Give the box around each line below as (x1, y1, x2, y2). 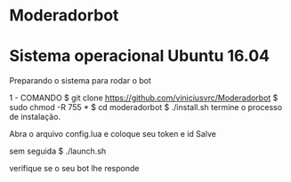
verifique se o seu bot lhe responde (9, 163, 140, 174)
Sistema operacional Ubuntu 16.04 (9, 46, 270, 67)
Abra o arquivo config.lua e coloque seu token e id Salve (9, 129, 216, 139)
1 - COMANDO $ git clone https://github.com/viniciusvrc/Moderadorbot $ (9, 92, 279, 103)
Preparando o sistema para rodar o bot (9, 75, 151, 86)
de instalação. (9, 112, 61, 123)
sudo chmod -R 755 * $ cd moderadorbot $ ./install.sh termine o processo (9, 102, 283, 113)
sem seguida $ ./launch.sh (9, 146, 107, 156)
